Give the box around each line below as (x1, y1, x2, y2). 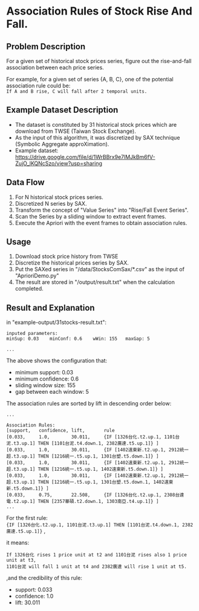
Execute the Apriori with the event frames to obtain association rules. (15, 219, 188, 226)
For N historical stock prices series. (15, 193, 104, 201)
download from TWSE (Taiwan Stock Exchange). (15, 127, 136, 135)
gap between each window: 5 (15, 388, 89, 396)
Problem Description (6, 41, 86, 52)
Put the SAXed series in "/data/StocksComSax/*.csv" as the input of (15, 266, 184, 273)
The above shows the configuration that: (6, 357, 108, 365)
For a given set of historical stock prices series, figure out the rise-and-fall (6, 58, 192, 64)
